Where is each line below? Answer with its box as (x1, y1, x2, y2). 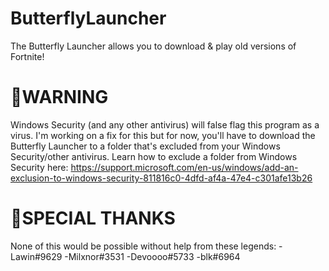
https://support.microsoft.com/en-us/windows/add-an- (70, 161, 299, 173)
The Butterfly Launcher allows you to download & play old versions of (10, 40, 297, 52)
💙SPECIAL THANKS (10, 207, 176, 230)
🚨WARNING (10, 86, 109, 109)
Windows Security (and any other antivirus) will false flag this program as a (10, 118, 320, 131)
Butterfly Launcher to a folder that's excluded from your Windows (10, 140, 281, 152)
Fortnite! (10, 50, 45, 62)
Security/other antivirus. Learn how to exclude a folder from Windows (10, 150, 298, 162)
